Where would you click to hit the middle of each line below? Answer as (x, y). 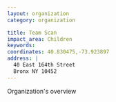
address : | (23, 59)
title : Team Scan (32, 33)
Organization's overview (42, 91)
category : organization (41, 20)
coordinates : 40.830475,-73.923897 (58, 52)
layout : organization (38, 14)
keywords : (21, 46)
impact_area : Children (40, 39)
